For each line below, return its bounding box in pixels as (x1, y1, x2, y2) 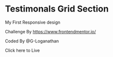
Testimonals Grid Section (5, 3, 109, 14)
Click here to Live (5, 47, 40, 53)
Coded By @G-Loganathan (5, 38, 59, 44)
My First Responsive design (5, 19, 61, 25)
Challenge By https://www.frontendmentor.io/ (5, 28, 96, 34)
